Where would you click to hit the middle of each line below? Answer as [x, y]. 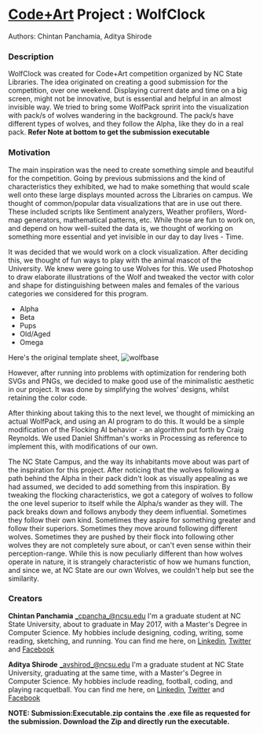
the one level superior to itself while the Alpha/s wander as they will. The [126, 503]
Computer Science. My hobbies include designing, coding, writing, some [126, 632]
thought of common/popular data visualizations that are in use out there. [125, 203]
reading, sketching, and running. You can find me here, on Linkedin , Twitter [130, 640]
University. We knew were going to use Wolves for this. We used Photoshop [131, 268]
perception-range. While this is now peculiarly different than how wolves [126, 553]
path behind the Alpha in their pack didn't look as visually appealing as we [128, 478]
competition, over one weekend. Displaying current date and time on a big [128, 90]
